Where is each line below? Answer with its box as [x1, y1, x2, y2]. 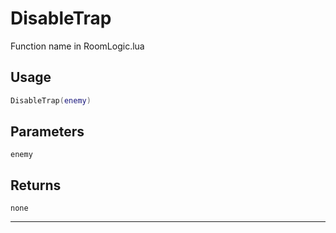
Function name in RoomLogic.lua [10, 40, 145, 52]
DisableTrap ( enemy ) [10, 95, 92, 106]
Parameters [10, 123, 85, 141]
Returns [10, 177, 62, 194]
